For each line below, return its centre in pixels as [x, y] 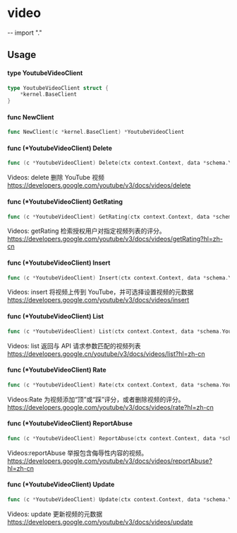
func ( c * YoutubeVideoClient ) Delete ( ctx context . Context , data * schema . [118, 163]
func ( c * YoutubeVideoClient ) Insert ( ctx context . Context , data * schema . [118, 277]
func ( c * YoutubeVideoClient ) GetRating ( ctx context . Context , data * [112, 217]
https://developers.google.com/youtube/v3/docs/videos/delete [99, 185]
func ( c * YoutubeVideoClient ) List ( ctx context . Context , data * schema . [115, 331]
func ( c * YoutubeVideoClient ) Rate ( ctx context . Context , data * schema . [115, 385]
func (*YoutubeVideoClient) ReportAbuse [70, 423]
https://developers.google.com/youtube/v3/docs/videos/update [100, 522]
